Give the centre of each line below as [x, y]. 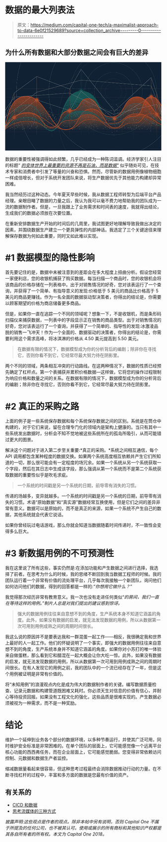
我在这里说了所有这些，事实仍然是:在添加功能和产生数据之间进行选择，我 [80, 568]
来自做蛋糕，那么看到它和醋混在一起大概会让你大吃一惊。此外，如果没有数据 [83, 656]
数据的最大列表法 [40, 10]
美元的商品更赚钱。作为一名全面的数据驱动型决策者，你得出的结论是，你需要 [83, 297]
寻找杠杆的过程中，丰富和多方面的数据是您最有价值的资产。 [70, 775]
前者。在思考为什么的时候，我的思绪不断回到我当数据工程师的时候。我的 [87, 574]
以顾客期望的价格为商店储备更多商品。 [44, 303]
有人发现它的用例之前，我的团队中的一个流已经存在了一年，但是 [92, 668]
